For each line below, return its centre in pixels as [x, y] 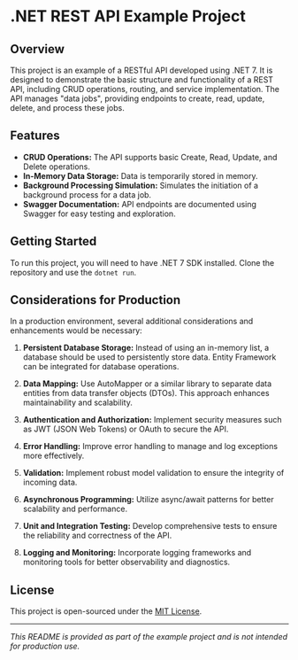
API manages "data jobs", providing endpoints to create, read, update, [138, 98]
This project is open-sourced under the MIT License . [106, 611]
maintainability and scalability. [78, 403]
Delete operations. [57, 167]
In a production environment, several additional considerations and [132, 322]
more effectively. [53, 456]
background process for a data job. [87, 194]
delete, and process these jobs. [67, 108]
